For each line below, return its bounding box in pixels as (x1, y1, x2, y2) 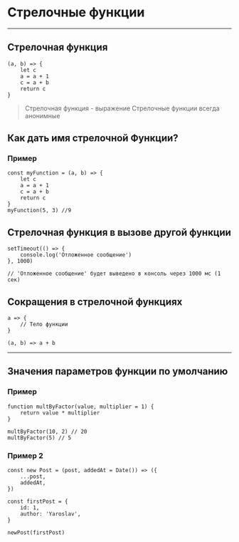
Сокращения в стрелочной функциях (7, 296, 183, 308)
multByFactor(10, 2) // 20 (7, 428, 87, 435)
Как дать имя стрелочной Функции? (7, 132, 179, 145)
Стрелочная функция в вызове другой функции (7, 226, 231, 239)
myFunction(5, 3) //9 (7, 207, 72, 214)
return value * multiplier (20, 409, 100, 417)
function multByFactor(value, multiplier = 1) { (7, 403, 154, 410)
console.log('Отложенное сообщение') (20, 251, 132, 259)
